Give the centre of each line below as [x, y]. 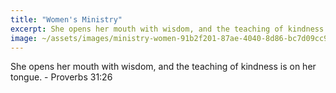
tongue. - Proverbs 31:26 [61, 77]
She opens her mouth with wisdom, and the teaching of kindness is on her [163, 67]
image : [24, 38]
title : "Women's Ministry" [66, 19]
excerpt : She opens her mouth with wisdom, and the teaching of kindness [167, 29]
